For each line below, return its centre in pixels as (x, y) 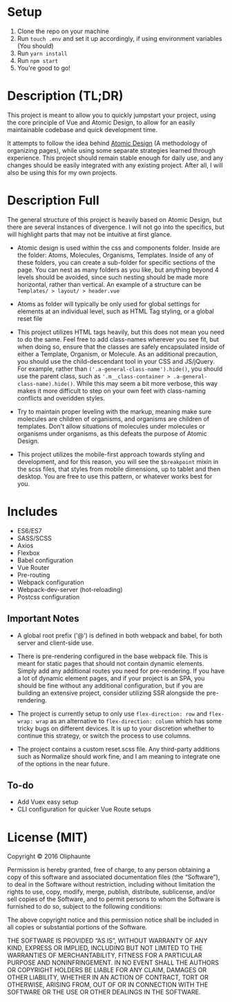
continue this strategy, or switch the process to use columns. (104, 735)
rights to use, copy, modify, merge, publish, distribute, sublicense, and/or (111, 892)
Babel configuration (45, 560)
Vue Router (33, 567)
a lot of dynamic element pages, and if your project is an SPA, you (111, 678)
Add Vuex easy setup (48, 802)
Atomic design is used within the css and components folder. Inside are (118, 248)
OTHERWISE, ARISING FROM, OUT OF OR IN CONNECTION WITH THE (108, 985)
